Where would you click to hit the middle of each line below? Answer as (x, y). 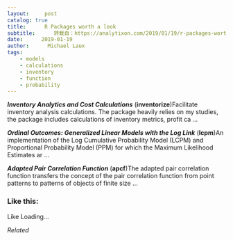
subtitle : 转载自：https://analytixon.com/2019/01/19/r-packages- (111, 33)
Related (18, 230)
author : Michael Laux (46, 46)
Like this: (23, 201)
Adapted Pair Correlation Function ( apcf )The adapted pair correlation (108, 168)
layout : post (32, 14)
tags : (15, 53)
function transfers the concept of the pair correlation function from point (111, 176)
